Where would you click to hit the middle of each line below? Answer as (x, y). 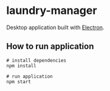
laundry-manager (52, 11)
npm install (21, 66)
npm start (19, 82)
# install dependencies (36, 60)
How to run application (50, 46)
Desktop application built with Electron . (55, 27)
